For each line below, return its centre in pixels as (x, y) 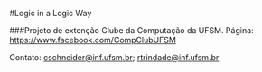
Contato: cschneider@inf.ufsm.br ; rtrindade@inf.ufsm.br (114, 57)
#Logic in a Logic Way (51, 13)
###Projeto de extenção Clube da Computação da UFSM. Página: (132, 30)
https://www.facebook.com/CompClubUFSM (93, 40)
